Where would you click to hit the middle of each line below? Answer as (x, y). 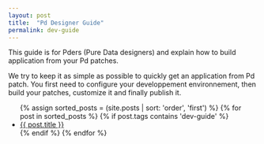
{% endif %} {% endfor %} (63, 133)
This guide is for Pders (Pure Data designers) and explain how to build (122, 53)
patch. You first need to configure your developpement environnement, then (132, 84)
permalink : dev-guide (44, 30)
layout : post (30, 15)
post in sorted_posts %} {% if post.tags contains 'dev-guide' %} (124, 116)
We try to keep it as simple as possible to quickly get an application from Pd (132, 76)
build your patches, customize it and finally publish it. (95, 93)
